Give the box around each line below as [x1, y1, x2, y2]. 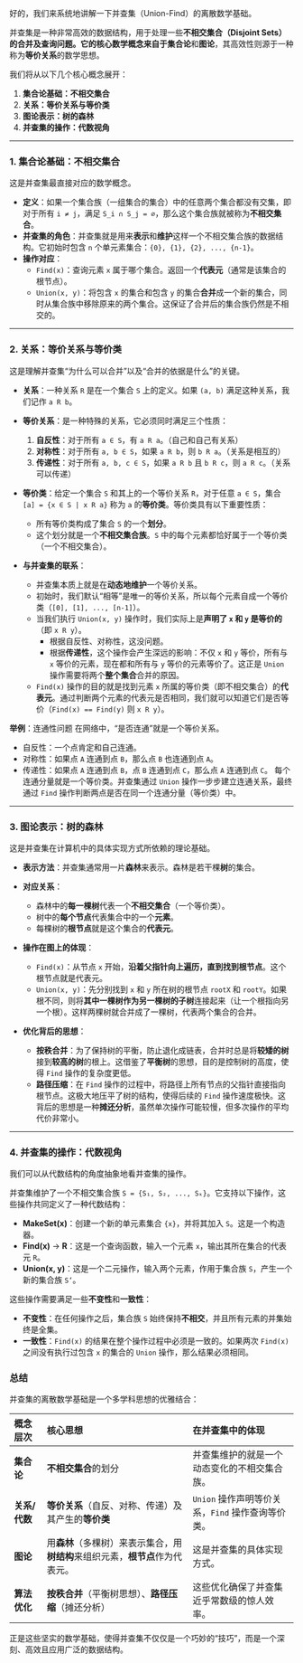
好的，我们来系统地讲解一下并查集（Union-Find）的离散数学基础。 [9, 8, 257, 18]
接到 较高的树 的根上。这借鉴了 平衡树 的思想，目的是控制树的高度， [35, 1056, 281, 1067]
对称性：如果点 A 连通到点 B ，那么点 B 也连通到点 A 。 [22, 753, 219, 764]
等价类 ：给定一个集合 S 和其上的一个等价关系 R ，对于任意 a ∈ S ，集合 [22, 487, 281, 498]
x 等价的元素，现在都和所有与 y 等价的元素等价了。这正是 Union [49, 658, 285, 669]
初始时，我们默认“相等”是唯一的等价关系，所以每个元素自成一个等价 [35, 591, 289, 601]
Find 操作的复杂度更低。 [46, 1067, 137, 1078]
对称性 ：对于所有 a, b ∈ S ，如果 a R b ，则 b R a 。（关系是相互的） [35, 446, 286, 457]
